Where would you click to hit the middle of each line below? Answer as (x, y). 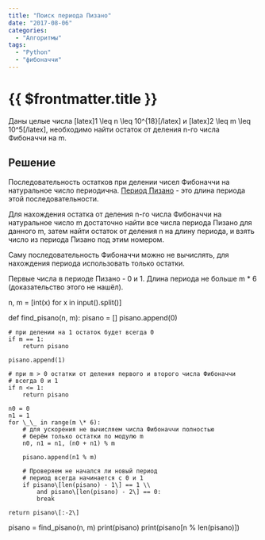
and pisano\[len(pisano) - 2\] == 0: (99, 492)
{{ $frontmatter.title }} (83, 99)
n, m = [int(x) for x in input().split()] (65, 302)
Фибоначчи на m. (38, 138)
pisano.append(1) (37, 360)
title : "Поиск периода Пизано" (60, 15)
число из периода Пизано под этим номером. (86, 239)
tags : (17, 45)
